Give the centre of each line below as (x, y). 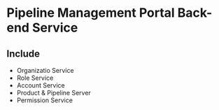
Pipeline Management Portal (91, 13)
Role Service (35, 78)
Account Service (41, 85)
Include (23, 54)
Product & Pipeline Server (54, 93)
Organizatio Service (45, 70)
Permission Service (44, 100)
